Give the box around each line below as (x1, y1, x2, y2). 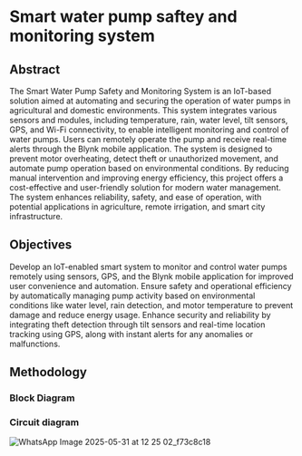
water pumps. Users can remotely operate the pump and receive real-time (9, 134, 287, 144)
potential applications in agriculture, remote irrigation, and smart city (9, 201, 266, 212)
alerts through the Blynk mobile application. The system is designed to (9, 143, 273, 154)
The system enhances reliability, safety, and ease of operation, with (9, 192, 262, 202)
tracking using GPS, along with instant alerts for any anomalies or (9, 328, 254, 339)
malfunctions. (9, 338, 61, 349)
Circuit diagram (9, 416, 80, 429)
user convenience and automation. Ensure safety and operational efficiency (9, 280, 292, 291)
